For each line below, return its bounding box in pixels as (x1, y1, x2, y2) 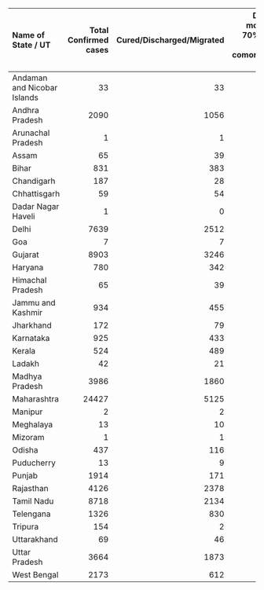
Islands (12, 92, 39, 103)
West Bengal (12, 570, 59, 580)
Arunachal (12, 127, 50, 138)
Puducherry (12, 457, 57, 468)
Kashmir (12, 307, 43, 317)
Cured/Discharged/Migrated (116, 35, 225, 46)
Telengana (12, 508, 51, 519)
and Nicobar (12, 82, 58, 93)
